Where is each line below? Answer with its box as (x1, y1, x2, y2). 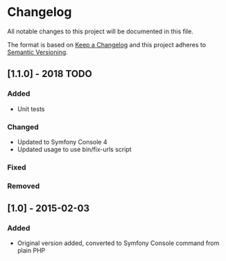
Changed (7, 122, 40, 132)
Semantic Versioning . (7, 48, 68, 56)
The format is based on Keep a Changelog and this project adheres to (7, 40, 207, 49)
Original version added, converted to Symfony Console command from (17, 239, 220, 247)
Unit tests (17, 105, 45, 113)
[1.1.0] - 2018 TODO (7, 68, 92, 80)
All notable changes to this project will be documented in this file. (7, 27, 194, 35)
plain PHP (17, 246, 46, 255)
